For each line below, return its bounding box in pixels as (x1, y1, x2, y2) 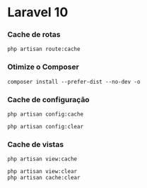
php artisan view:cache (7, 155, 78, 163)
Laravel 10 (7, 4, 69, 21)
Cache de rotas (7, 30, 61, 40)
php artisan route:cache (7, 45, 81, 53)
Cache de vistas (7, 140, 64, 149)
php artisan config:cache (7, 111, 83, 118)
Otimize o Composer (7, 62, 79, 72)
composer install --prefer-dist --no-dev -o (7, 78, 141, 85)
